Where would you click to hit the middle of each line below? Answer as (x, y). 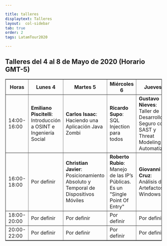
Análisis (148, 181)
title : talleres (22, 14)
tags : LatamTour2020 (27, 37)
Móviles (75, 200)
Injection (120, 126)
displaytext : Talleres (29, 19)
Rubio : (117, 163)
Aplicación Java (84, 126)
